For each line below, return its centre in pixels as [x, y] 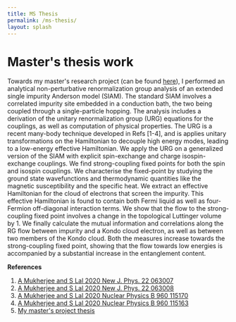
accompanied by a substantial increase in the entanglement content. [107, 254]
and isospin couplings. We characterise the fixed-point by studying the [110, 171]
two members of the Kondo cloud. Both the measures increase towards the [116, 239]
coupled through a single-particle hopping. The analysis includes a [104, 111]
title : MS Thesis [33, 14]
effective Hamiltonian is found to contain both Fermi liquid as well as [106, 201]
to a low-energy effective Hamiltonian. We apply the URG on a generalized [115, 149]
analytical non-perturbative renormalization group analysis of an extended [115, 89]
